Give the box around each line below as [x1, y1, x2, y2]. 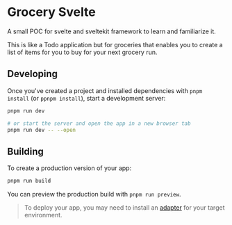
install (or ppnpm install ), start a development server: [7, 94, 166, 102]
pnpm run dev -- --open [7, 126, 76, 133]
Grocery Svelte [7, 4, 96, 20]
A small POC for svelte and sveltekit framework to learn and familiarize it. [7, 27, 217, 35]
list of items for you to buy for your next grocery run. [7, 48, 158, 56]
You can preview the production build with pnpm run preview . [7, 190, 182, 199]
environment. [24, 211, 63, 219]
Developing [7, 68, 58, 80]
